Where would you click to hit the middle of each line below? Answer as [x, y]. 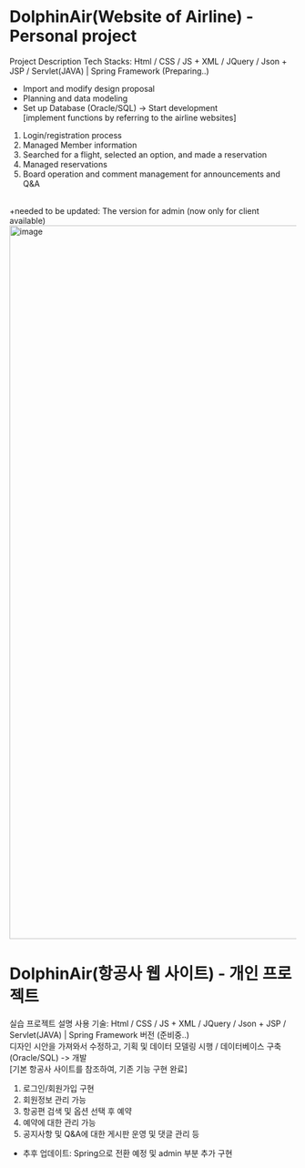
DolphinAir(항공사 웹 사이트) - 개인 [134, 974]
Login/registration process [72, 135]
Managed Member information [80, 145]
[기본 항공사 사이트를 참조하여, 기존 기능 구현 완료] [99, 1069]
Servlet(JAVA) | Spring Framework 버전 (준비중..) [99, 1034]
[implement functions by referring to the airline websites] [129, 117]
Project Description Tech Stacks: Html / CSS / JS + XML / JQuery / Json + [148, 61]
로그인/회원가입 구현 [58, 1088]
